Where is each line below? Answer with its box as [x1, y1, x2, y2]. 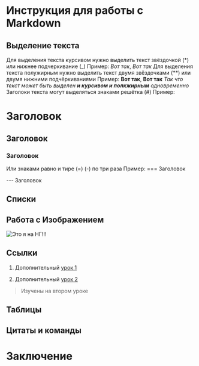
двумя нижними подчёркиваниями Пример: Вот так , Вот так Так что [6, 76, 183, 82]
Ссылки [6, 248, 38, 258]
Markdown [6, 16, 61, 30]
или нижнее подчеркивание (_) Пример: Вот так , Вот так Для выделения [6, 63, 194, 70]
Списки [6, 194, 37, 205]
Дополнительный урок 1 [14, 264, 77, 271]
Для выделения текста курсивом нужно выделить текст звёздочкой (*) [6, 57, 189, 63]
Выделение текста [6, 40, 80, 51]
